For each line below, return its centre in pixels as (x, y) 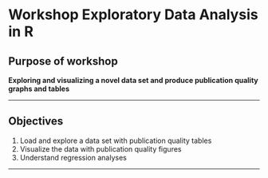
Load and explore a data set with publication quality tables (116, 140)
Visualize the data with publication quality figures (100, 148)
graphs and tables (39, 89)
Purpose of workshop (63, 61)
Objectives (36, 121)
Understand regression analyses (73, 157)
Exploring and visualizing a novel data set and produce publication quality (133, 80)
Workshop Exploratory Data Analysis (133, 15)
